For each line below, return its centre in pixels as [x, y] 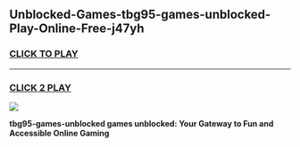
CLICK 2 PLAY [40, 87]
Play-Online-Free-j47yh [77, 29]
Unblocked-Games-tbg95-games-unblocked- [140, 15]
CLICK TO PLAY [44, 54]
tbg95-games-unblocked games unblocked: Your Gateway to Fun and [142, 123]
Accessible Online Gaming [59, 133]
